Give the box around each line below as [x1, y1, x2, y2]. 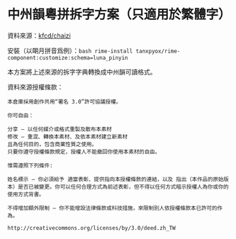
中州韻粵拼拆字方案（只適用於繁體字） [7, 6, 232, 23]
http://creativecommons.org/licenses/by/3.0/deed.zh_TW [7, 224, 176, 231]
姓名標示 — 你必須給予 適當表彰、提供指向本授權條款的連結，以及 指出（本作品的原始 [7, 175, 224, 183]
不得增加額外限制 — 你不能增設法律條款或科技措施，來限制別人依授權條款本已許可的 [7, 204, 218, 211]
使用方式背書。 [7, 191, 45, 198]
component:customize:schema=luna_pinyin [7, 54, 129, 61]
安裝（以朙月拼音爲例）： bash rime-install [7, 46, 133, 55]
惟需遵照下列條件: [7, 162, 53, 169]
